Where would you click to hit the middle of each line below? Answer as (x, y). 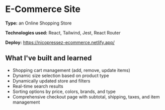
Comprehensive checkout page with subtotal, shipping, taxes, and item (86, 96)
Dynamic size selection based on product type (61, 75)
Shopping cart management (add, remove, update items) (71, 70)
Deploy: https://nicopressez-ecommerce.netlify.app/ (60, 42)
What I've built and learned (49, 58)
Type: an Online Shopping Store (38, 23)
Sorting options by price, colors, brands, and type (64, 91)
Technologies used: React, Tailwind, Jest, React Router (63, 32)
